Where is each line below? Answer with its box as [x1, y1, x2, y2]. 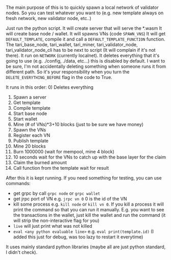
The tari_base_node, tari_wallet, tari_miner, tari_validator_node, [6, 42, 138, 48]
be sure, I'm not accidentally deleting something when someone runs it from [6, 64, 166, 69]
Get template [13, 99, 41, 106]
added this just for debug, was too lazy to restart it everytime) [13, 234, 143, 240]
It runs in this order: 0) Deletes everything [6, 84, 94, 90]
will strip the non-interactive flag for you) [13, 217, 100, 224]
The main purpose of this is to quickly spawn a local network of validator [6, 5, 159, 10]
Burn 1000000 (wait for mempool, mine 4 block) [13, 149, 114, 154]
